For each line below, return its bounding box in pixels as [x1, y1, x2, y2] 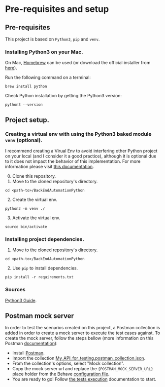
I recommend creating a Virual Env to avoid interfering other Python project [5, 148, 158, 154]
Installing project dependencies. [5, 235, 85, 242]
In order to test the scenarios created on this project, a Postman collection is [5, 325, 160, 331]
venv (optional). [5, 137, 43, 144]
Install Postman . [12, 350, 45, 356]
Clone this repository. [12, 173, 56, 179]
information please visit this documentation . [5, 163, 94, 169]
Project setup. [5, 116, 50, 124]
